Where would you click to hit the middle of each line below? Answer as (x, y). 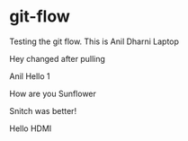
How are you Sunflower (53, 93)
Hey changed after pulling (58, 58)
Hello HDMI (31, 128)
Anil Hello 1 (30, 76)
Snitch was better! (43, 110)
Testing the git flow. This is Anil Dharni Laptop (94, 41)
